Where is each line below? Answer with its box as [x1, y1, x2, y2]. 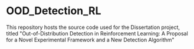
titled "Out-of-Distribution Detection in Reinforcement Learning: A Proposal [6, 30, 189, 37]
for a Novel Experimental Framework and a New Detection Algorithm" [6, 36, 175, 43]
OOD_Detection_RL [6, 4, 101, 18]
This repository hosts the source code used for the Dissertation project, [6, 24, 180, 31]
